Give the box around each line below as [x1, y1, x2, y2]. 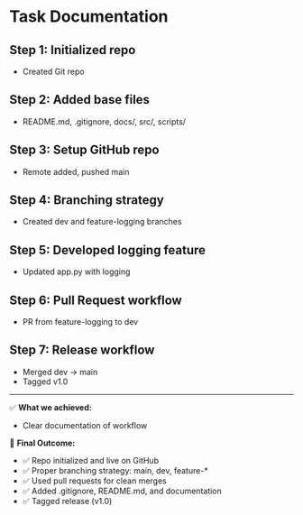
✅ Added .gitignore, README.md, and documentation [22, 485, 223, 496]
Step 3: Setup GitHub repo [9, 143, 160, 158]
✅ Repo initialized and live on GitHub [22, 455, 160, 465]
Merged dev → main [22, 366, 98, 377]
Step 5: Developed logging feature [9, 242, 206, 258]
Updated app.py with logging [22, 266, 131, 277]
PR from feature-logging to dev [22, 317, 139, 327]
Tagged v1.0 [22, 376, 69, 387]
